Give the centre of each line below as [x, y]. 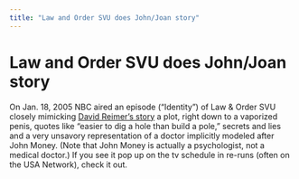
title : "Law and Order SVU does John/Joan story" [105, 18]
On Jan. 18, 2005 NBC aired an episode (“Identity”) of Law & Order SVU [143, 107]
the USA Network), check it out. [69, 165]
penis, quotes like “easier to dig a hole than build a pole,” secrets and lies [145, 126]
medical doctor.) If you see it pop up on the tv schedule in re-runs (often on [150, 155]
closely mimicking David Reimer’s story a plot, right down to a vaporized [144, 116]
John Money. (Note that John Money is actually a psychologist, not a [137, 145]
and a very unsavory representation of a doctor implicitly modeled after [142, 136]
